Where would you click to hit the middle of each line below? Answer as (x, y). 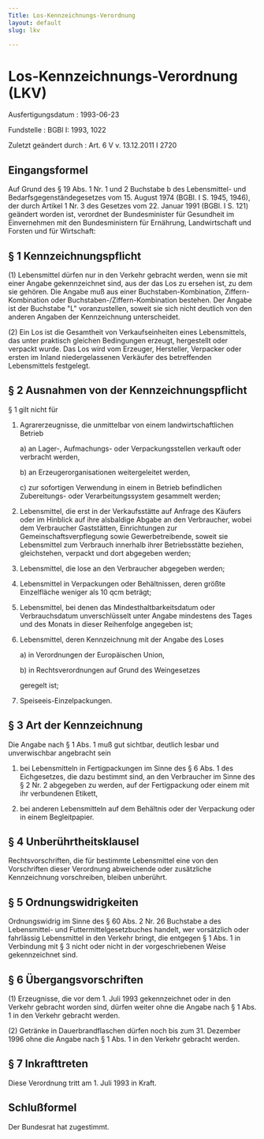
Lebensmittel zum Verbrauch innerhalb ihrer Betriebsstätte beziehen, (132, 545)
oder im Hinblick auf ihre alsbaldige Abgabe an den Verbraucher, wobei (136, 519)
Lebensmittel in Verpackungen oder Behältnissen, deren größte (123, 583)
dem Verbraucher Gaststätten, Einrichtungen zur (98, 528)
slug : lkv (24, 30)
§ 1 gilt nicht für (33, 409)
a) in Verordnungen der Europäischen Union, (92, 654)
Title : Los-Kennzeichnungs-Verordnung (72, 15)
